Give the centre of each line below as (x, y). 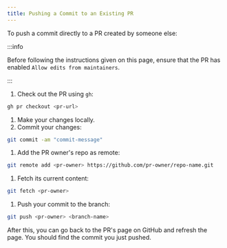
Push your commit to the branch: (63, 205)
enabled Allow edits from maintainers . (64, 67)
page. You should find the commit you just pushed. (79, 237)
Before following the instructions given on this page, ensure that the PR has (114, 60)
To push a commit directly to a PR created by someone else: (92, 33)
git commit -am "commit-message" (55, 139)
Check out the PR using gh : (55, 94)
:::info (15, 46)
